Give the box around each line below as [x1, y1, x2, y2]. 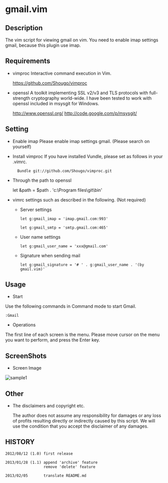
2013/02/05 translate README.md [5, 473, 87, 478]
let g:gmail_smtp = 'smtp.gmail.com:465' [20, 225, 108, 230]
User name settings [20, 234, 61, 240]
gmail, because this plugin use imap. [5, 42, 81, 48]
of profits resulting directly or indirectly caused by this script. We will [12, 418, 155, 424]
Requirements [5, 57, 50, 65]
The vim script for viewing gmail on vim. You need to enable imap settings [5, 37, 158, 43]
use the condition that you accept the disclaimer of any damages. [12, 423, 148, 429]
